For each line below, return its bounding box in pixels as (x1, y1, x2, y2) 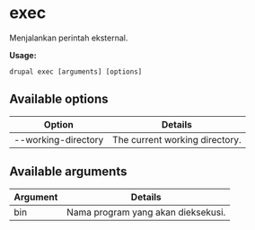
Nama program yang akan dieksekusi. (66, 206, 226, 218)
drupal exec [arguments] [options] (9, 66, 143, 76)
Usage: (9, 49, 38, 60)
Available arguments (9, 164, 127, 180)
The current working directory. (111, 133, 242, 146)
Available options (9, 92, 110, 107)
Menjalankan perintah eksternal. (9, 32, 128, 43)
